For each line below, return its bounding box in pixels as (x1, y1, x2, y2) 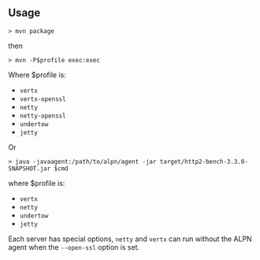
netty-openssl (19, 112, 66, 120)
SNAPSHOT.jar (8, 165, 51, 173)
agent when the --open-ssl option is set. (8, 242, 140, 251)
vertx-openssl (19, 95, 66, 103)
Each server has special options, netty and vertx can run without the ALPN (8, 234, 252, 243)
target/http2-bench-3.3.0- (159, 158, 248, 165)
